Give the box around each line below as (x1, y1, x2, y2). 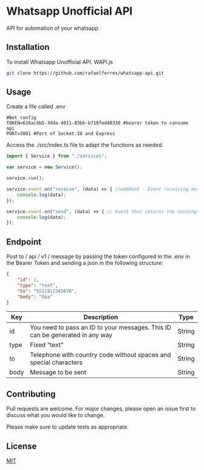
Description (83, 313, 118, 321)
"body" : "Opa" (17, 293, 53, 300)
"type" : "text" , (17, 282, 59, 289)
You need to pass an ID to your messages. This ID (30, 323, 172, 332)
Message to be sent (30, 368, 87, 377)
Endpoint (6, 236, 41, 247)
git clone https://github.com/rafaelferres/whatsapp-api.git (6, 70, 165, 76)
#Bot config (6, 114, 36, 121)
